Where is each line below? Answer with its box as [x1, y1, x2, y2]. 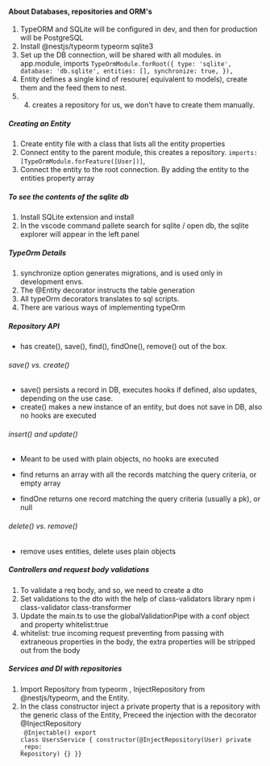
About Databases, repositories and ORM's [8, 6, 153, 16]
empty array [19, 478, 61, 488]
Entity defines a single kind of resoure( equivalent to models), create [19, 74, 248, 84]
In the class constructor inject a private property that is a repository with [19, 701, 260, 711]
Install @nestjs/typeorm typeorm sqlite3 [19, 41, 154, 52]
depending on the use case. [19, 394, 114, 403]
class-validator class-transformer [19, 602, 131, 612]
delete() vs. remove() [8, 521, 78, 531]
